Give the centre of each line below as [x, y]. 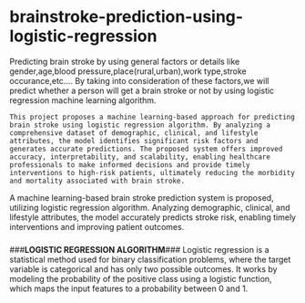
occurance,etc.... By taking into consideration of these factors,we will [139, 80]
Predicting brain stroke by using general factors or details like [125, 61]
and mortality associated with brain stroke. [97, 181]
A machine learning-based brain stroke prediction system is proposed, [142, 197]
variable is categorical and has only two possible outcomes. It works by [143, 269]
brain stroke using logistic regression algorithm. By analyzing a [140, 125]
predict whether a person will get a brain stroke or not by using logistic [142, 90]
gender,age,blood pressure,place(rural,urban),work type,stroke [128, 71]
